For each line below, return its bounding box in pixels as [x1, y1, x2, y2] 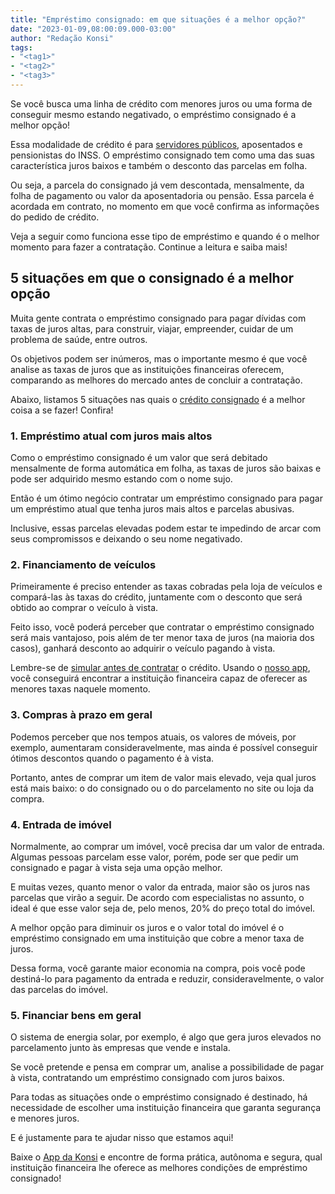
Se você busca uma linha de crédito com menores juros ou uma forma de [10, 97, 313, 110]
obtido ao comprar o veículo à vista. [10, 602, 159, 614]
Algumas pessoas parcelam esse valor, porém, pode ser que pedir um [10, 851, 299, 863]
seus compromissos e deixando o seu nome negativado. [10, 532, 243, 545]
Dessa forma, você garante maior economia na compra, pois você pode [10, 962, 306, 974]
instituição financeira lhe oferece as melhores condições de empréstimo [10, 1162, 308, 1174]
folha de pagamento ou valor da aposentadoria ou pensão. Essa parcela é [10, 189, 315, 201]
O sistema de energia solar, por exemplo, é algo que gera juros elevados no [10, 1031, 322, 1043]
